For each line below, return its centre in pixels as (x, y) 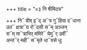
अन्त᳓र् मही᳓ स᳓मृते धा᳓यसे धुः (34, 40)
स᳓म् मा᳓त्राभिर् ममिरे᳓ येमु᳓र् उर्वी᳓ (37, 34)
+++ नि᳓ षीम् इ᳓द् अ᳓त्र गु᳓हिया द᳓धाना (43, 21)
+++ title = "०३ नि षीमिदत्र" (35, 9)
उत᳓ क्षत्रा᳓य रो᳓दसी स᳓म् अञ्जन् (37, 27)
